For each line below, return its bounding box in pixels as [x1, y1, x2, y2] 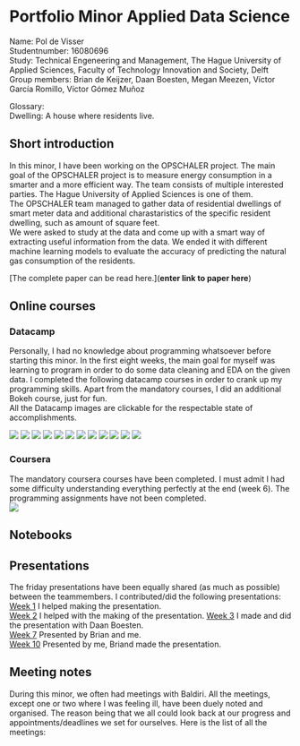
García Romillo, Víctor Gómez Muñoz [9, 83, 145, 94]
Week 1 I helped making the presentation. [9, 600, 162, 611]
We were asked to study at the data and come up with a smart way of [9, 227, 266, 237]
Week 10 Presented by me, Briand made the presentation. [9, 639, 222, 649]
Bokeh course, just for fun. [9, 393, 107, 404]
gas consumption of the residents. [9, 255, 136, 266]
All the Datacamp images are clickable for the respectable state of [9, 403, 253, 414]
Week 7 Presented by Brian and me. [9, 629, 141, 639]
